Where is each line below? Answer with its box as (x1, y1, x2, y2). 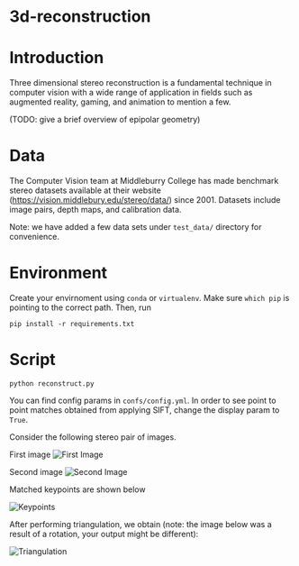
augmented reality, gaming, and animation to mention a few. (9, 96, 231, 107)
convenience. (9, 232, 60, 242)
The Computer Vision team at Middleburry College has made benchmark (9, 176, 279, 187)
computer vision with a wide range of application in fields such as (9, 87, 253, 98)
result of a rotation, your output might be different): (9, 528, 199, 539)
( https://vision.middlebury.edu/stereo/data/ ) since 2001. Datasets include (9, 195, 281, 205)
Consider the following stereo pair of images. (9, 431, 177, 443)
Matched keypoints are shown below (9, 484, 146, 495)
